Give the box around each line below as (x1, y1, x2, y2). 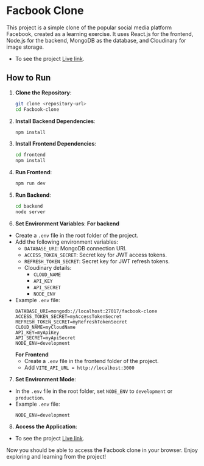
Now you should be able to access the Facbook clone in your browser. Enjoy (6, 446, 198, 454)
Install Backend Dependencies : (15, 117, 96, 125)
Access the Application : (15, 423, 77, 430)
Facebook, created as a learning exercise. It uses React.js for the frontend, (6, 30, 194, 37)
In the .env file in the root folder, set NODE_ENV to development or (15, 387, 173, 395)
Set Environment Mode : (15, 375, 76, 383)
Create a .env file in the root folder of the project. (15, 231, 139, 239)
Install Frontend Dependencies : (15, 140, 96, 147)
